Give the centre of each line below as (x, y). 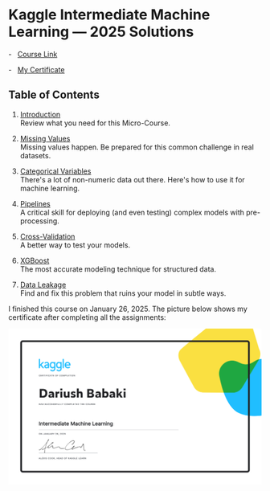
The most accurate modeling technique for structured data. (118, 269)
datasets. (35, 155)
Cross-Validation (47, 236)
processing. (40, 221)
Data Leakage (43, 284)
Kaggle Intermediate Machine (109, 15)
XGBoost (35, 260)
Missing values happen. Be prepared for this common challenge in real (137, 147)
